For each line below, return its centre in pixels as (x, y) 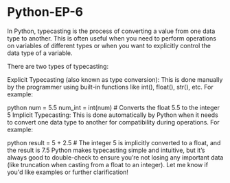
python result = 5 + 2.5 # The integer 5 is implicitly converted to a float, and (114, 142)
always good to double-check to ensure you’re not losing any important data (115, 157)
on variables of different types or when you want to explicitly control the (109, 45)
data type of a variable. (40, 53)
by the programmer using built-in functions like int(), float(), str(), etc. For (111, 87)
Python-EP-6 (45, 12)
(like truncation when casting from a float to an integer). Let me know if (107, 164)
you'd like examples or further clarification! (68, 172)
